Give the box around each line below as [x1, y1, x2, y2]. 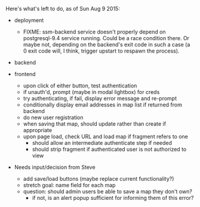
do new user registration [23, 114, 84, 121]
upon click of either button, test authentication [23, 82, 137, 89]
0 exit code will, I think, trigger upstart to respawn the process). [23, 47, 180, 54]
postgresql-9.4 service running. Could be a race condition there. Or [23, 35, 189, 41]
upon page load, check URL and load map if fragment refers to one [23, 133, 189, 140]
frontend [14, 71, 36, 77]
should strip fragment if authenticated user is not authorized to [32, 146, 187, 153]
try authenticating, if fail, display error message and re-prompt [23, 95, 177, 102]
